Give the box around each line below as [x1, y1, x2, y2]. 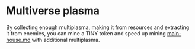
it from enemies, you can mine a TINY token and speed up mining [6, 30, 166, 37]
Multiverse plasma [6, 4, 100, 18]
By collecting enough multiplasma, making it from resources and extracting [6, 24, 190, 31]
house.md [6, 36, 31, 43]
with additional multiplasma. [31, 36, 100, 43]
